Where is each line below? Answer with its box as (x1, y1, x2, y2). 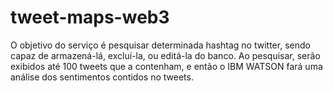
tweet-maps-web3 (10, 6, 170, 29)
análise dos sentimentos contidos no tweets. (10, 71, 194, 83)
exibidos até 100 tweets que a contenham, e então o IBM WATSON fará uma (10, 60, 323, 72)
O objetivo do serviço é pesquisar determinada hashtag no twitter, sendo (10, 39, 311, 51)
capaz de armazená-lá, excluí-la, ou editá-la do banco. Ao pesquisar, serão (10, 49, 321, 61)
